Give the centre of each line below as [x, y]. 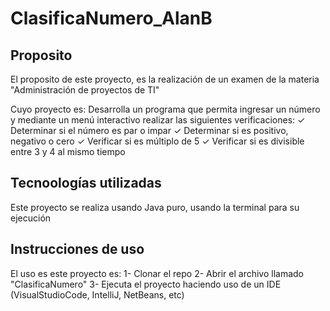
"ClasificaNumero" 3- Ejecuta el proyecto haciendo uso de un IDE [146, 284]
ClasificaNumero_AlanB [111, 18]
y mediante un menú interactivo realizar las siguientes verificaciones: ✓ [158, 120]
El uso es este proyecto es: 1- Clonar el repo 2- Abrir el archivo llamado [157, 273]
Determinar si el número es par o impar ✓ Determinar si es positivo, [149, 130]
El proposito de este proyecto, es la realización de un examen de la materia [165, 79]
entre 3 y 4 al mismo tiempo [68, 151]
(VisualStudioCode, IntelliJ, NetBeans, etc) [97, 294]
